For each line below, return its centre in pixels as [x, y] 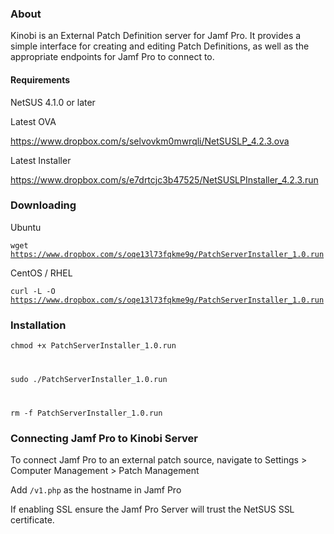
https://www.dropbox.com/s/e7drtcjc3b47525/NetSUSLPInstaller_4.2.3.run [164, 179]
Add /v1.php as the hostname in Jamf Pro [96, 490]
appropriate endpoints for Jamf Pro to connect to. [112, 57]
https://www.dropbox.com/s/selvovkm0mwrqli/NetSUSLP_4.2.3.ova [150, 141]
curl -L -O [33, 291]
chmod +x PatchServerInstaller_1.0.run [93, 346]
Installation [38, 325]
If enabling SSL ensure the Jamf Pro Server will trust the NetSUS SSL [152, 509]
